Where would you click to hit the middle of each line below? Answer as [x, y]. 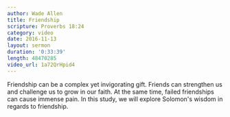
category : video [30, 33]
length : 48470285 [32, 58]
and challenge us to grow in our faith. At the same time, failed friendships [111, 92]
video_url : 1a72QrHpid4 [41, 65]
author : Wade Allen [35, 13]
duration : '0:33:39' [37, 52]
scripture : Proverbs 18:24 [46, 26]
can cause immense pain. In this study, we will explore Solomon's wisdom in [115, 99]
